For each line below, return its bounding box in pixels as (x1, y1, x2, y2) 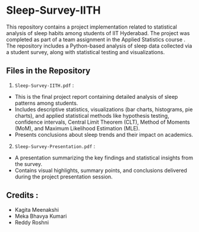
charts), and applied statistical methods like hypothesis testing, (14, 112, 169, 119)
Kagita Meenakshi (14, 206, 59, 213)
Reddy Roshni (14, 218, 49, 226)
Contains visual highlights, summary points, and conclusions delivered (14, 167, 187, 174)
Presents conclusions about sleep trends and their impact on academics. (14, 131, 194, 138)
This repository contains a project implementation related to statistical (6, 23, 177, 30)
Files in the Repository (6, 66, 91, 76)
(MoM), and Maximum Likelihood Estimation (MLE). (14, 124, 140, 131)
